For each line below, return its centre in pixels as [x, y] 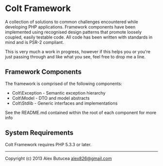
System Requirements [39, 133]
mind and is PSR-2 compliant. [34, 42]
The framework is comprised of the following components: [64, 83]
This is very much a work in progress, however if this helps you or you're [78, 52]
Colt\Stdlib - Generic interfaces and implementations [65, 103]
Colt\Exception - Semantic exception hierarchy [59, 93]
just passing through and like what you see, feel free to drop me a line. [75, 56]
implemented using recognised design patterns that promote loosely [73, 32]
